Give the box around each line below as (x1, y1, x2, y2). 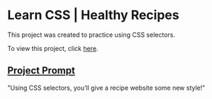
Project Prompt (7, 64, 76, 77)
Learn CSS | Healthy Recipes (7, 7, 179, 23)
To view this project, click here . (7, 44, 99, 52)
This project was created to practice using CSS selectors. (7, 30, 176, 39)
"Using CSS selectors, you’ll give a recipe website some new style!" (7, 83, 206, 92)
